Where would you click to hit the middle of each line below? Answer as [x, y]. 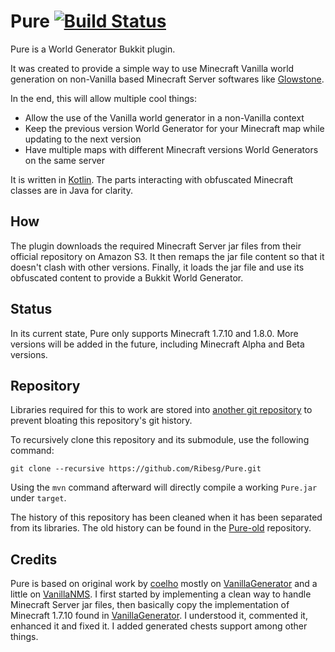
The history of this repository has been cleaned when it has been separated [166, 517]
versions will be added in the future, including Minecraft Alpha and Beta [157, 344]
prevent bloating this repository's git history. [101, 421]
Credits [34, 559]
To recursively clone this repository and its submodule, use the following [160, 440]
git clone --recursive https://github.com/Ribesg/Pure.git [136, 469]
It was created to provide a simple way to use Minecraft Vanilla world [152, 68]
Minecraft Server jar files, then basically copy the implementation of [150, 605]
